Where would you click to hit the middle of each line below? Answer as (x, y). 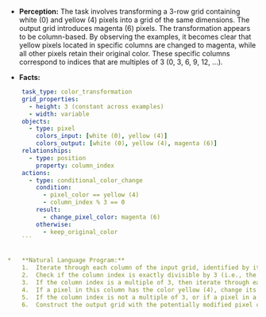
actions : (36, 173)
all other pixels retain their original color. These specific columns (125, 53)
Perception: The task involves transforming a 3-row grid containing (129, 11)
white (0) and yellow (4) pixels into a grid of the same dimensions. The (134, 20)
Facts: (29, 77)
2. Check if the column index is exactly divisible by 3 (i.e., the (139, 275)
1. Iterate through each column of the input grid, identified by (135, 268)
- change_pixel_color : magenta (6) (101, 217)
